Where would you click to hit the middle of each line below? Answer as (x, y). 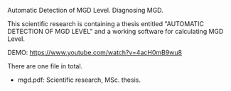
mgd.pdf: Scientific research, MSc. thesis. (79, 80)
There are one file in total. (45, 66)
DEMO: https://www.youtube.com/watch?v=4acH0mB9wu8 (95, 53)
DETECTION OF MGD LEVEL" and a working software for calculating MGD (116, 31)
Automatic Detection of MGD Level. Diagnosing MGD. (85, 10)
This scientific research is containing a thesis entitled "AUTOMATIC (106, 24)
